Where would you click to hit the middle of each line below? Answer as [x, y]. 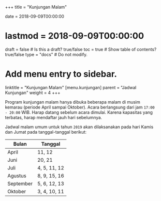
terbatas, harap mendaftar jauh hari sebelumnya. [54, 117]
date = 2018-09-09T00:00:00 [35, 16]
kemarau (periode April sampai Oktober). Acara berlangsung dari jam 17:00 [80, 107]
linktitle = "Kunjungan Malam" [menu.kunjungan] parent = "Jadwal [71, 87]
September [20, 184]
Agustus [17, 175]
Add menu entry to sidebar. [61, 74]
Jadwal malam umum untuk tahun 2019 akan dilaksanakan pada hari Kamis [79, 127]
